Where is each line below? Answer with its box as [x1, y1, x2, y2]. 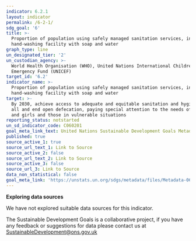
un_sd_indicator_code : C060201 [6, 123, 82, 129]
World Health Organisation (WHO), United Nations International [11, 63, 171, 69]
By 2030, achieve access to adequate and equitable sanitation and [11, 101, 179, 107]
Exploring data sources [6, 193, 64, 200]
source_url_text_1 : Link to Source [6, 144, 93, 150]
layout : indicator [6, 14, 51, 20]
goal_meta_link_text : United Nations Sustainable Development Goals [6, 128, 176, 135]
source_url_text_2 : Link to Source [6, 156, 93, 161]
